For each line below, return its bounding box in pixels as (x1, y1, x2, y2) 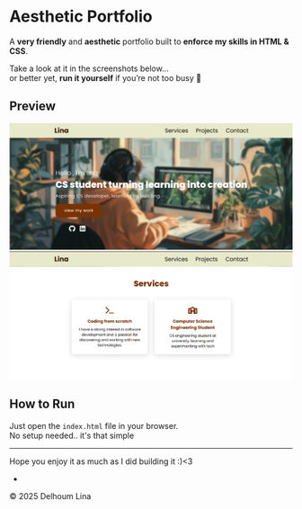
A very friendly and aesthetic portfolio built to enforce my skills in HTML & (9, 36, 289, 47)
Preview (9, 99, 57, 114)
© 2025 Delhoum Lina (9, 490, 92, 501)
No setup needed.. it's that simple (9, 430, 135, 441)
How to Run (9, 397, 75, 412)
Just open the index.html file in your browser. (9, 420, 179, 431)
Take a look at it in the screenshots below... (9, 63, 169, 74)
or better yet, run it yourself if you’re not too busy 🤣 (9, 72, 202, 83)
